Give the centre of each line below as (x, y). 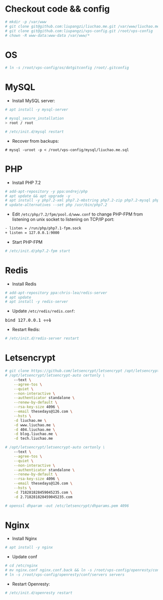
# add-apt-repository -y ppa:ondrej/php (47, 191)
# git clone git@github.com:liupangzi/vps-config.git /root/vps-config (79, 31)
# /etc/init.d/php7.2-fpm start (38, 251)
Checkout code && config (57, 9)
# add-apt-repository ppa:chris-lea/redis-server (56, 293)
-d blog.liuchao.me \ (35, 434)
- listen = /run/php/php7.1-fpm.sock (43, 228)
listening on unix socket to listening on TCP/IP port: (63, 219)
